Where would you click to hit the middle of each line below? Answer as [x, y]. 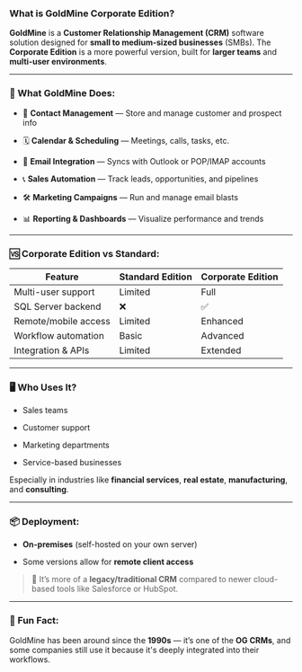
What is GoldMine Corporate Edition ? [92, 13]
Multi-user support [54, 292]
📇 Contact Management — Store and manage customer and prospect [152, 113]
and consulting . [39, 490]
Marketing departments [66, 445]
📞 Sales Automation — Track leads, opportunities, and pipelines [140, 179]
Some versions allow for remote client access [108, 562]
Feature [62, 277]
